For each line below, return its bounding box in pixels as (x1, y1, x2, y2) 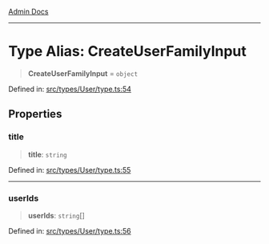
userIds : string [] (27, 210, 86, 220)
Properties (8, 107, 62, 121)
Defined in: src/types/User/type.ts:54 (8, 84, 132, 94)
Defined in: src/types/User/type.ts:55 (8, 165, 131, 174)
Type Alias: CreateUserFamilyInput (8, 42, 247, 61)
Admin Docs (8, 7, 49, 16)
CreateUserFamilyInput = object (27, 68, 139, 78)
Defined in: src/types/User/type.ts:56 (8, 226, 131, 235)
